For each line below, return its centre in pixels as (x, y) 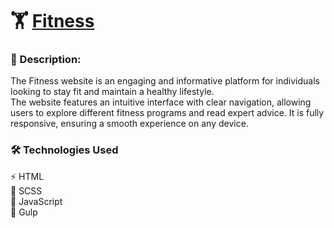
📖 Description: (46, 60)
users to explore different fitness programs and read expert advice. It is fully (167, 113)
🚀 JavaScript (36, 201)
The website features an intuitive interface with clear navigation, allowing (161, 102)
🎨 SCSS (26, 190)
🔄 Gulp (24, 212)
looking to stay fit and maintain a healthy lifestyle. (112, 92)
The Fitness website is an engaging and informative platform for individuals (165, 81)
